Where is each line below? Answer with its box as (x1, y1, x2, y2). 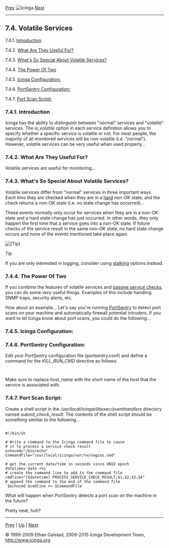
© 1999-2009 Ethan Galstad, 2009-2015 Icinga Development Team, (5, 531, 145, 537)
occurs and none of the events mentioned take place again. (5, 231, 129, 237)
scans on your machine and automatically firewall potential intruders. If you (5, 310, 161, 316)
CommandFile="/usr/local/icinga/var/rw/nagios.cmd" (5, 452, 116, 458)
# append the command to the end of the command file (5, 479, 121, 484)
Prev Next (5, 5, 45, 11)
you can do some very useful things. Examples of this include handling (5, 290, 152, 295)
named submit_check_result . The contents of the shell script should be (5, 411, 152, 417)
